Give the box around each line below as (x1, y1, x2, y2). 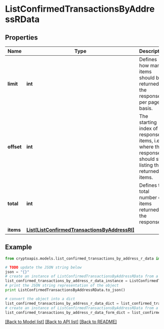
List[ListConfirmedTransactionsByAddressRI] (26, 226, 135, 233)
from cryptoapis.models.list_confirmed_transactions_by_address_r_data (5, 256, 154, 261)
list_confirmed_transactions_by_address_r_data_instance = (5, 279, 128, 284)
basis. (139, 105, 153, 111)
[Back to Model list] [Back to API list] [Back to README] (5, 319, 117, 325)
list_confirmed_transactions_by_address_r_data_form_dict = (5, 310, 130, 315)
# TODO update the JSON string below (5, 265, 82, 270)
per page (139, 99, 160, 106)
